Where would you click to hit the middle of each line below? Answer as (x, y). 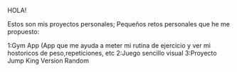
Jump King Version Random (48, 61)
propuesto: (23, 32)
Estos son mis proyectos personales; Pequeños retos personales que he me (118, 24)
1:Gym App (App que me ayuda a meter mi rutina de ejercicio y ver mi (109, 45)
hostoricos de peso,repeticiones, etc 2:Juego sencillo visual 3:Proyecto (112, 53)
